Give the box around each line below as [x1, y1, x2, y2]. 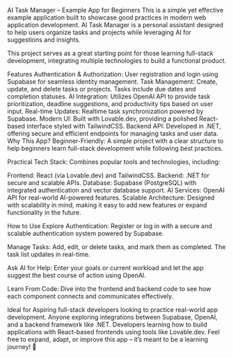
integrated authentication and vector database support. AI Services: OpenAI [7, 186, 225, 194]
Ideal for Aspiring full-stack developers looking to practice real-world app [7, 306, 218, 313]
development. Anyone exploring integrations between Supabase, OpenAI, [7, 313, 218, 321]
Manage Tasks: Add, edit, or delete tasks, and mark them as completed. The [7, 243, 226, 251]
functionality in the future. [7, 209, 81, 216]
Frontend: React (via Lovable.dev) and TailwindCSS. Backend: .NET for [7, 171, 210, 179]
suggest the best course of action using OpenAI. [7, 271, 146, 279]
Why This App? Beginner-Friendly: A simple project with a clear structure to [7, 137, 224, 145]
